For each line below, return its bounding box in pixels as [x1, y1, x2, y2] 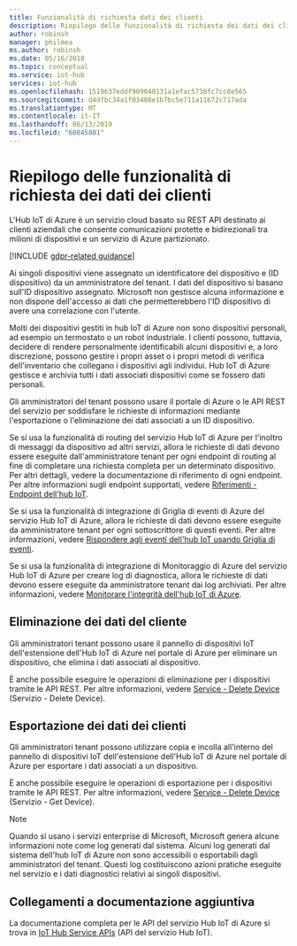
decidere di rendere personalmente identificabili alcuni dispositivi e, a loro [9, 341, 278, 352]
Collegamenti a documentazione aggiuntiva [9, 894, 255, 909]
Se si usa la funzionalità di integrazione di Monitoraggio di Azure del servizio [9, 560, 287, 571]
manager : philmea [9, 37, 73, 47]
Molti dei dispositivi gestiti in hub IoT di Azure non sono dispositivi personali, [9, 322, 287, 333]
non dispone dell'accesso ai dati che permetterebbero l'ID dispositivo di [9, 296, 271, 306]
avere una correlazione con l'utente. [9, 305, 141, 315]
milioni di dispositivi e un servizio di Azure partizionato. [9, 233, 210, 244]
